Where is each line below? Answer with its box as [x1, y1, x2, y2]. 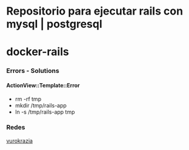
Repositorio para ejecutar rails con [6, 4, 184, 18]
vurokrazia [6, 137, 33, 144]
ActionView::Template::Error [6, 81, 80, 89]
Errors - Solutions [6, 67, 59, 75]
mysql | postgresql [6, 17, 103, 31]
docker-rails [6, 45, 70, 59]
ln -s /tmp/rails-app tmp [15, 108, 75, 115]
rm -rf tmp [15, 95, 41, 103]
